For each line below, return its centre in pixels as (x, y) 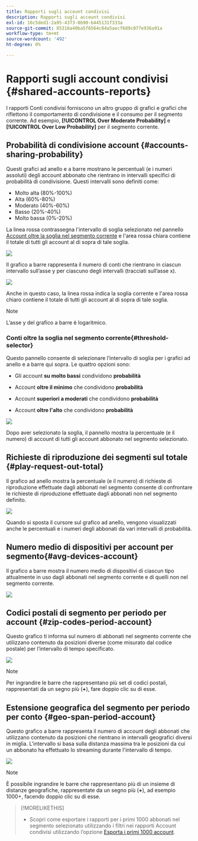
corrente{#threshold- (137, 337)
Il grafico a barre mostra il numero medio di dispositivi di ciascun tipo (90, 570)
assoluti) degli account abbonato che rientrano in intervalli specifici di (91, 175)
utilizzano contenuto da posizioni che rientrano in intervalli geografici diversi (99, 738)
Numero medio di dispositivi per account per (90, 547)
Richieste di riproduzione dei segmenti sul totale (97, 458)
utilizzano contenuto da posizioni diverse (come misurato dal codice (89, 642)
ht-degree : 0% (24, 45)
